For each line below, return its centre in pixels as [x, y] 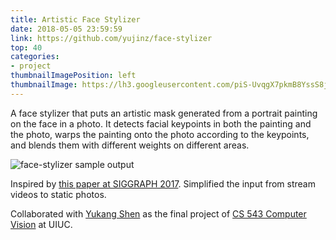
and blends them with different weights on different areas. [130, 145]
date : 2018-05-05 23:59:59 [66, 29]
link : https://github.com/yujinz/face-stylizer [111, 38]
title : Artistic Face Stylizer [75, 19]
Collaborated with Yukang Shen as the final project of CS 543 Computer [158, 213]
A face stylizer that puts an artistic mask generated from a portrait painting [164, 113]
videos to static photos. [58, 194]
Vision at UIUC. [41, 224]
